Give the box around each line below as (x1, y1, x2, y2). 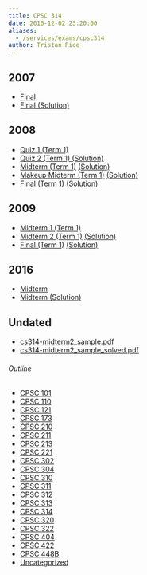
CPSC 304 (19, 464, 55, 475)
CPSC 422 (19, 541, 55, 550)
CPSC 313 (19, 498, 53, 508)
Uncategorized (19, 557, 69, 567)
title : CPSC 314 (8, 11, 62, 20)
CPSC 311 (19, 482, 52, 491)
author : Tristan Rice (8, 41, 80, 49)
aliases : (8, 26, 37, 34)
